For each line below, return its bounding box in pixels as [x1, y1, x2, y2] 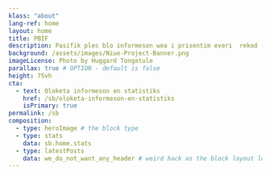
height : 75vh [8, 72, 52, 80]
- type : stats [15, 131, 63, 140]
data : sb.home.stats [23, 139, 92, 148]
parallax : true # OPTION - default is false [8, 65, 161, 73]
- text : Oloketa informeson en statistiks [15, 86, 161, 95]
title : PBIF [8, 34, 48, 43]
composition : [8, 117, 52, 125]
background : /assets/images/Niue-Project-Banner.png [8, 49, 190, 57]
